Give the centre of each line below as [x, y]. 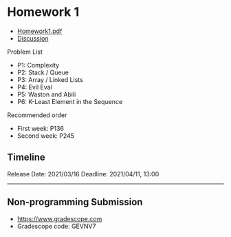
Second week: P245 [45, 136]
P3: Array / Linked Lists [50, 79]
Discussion [33, 38]
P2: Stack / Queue [43, 72]
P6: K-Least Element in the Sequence [70, 101]
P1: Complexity [38, 65]
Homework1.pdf [40, 31]
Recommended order [37, 115]
